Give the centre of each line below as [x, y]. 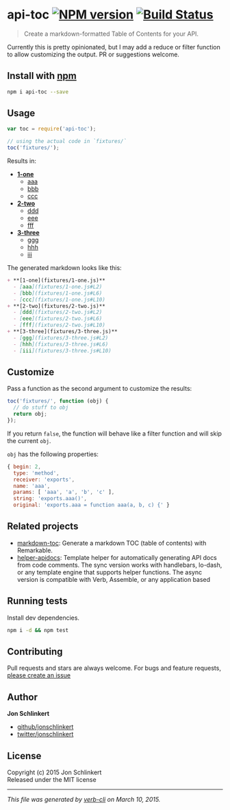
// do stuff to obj [41, 408]
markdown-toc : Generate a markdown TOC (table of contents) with [112, 543]
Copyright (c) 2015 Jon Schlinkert [54, 772]
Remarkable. [35, 550]
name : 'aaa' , [32, 486]
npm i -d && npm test [38, 630]
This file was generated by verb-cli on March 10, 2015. [84, 799]
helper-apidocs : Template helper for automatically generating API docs [117, 557]
